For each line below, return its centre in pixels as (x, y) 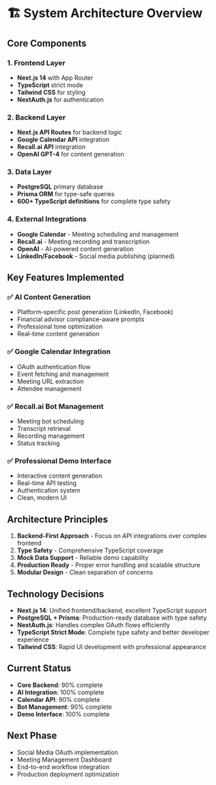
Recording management (51, 436)
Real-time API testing (47, 483)
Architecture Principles (57, 519)
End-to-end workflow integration (63, 766)
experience (33, 640)
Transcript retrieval (44, 429)
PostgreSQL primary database (60, 187)
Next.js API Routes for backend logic (69, 132)
